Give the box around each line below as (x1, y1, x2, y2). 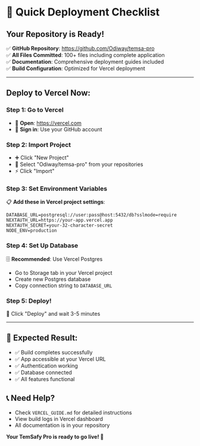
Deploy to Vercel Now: (6, 88, 90, 98)
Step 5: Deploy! (6, 297, 52, 305)
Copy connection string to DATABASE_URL (14, 282, 112, 289)
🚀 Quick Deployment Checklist (6, 5, 160, 19)
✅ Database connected (14, 369, 73, 376)
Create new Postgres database (14, 275, 91, 282)
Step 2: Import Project (6, 140, 71, 149)
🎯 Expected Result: (6, 333, 78, 343)
